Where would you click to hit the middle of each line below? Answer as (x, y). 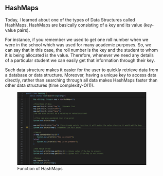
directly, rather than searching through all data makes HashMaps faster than (81, 80)
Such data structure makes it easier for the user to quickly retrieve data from (82, 70)
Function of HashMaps (40, 168)
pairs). (23, 30)
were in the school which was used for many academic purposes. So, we (78, 45)
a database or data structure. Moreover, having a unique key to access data (81, 75)
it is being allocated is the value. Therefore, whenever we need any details (80, 55)
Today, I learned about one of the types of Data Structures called (70, 20)
